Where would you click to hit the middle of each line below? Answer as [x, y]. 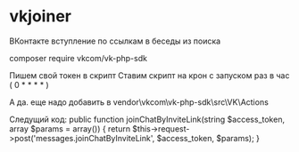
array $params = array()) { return [70, 128]
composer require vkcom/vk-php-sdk [78, 58]
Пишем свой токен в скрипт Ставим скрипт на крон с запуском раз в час [149, 75]
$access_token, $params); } [208, 138]
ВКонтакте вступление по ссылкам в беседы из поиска [115, 41]
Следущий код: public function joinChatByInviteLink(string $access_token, [147, 119]
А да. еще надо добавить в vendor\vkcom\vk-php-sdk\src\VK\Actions [139, 102]
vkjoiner [40, 16]
